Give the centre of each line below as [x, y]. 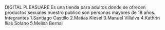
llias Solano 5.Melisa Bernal [34, 23]
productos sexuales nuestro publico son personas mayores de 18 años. [80, 12]
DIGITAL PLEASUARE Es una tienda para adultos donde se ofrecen [75, 7]
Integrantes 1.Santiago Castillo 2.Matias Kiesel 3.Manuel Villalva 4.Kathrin [82, 18]
